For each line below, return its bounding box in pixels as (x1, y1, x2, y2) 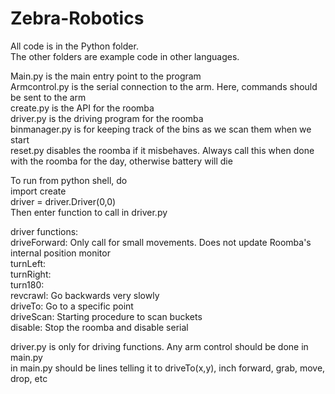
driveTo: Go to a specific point (10, 300, 134, 312)
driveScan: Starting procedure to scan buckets (10, 310, 203, 322)
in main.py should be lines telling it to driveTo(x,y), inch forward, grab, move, (10, 362, 326, 374)
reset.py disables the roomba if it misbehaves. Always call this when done (10, 144, 315, 156)
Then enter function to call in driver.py (10, 206, 168, 218)
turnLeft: (10, 257, 47, 269)
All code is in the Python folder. (10, 40, 139, 52)
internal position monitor (10, 247, 111, 259)
